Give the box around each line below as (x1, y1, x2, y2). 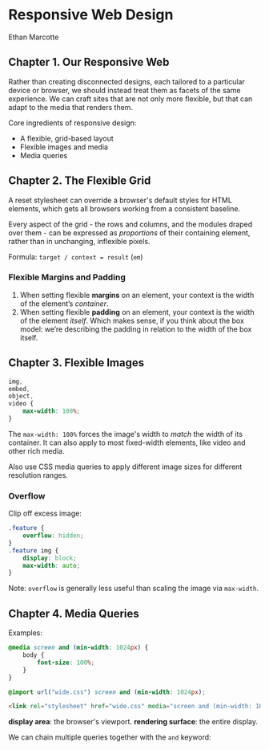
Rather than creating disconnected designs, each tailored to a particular (8, 76, 246, 86)
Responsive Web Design (8, 6, 174, 24)
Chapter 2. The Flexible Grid (8, 174, 151, 188)
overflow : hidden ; (22, 532, 84, 540)
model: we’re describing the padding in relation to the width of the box (19, 324, 252, 334)
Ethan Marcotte (8, 32, 59, 42)
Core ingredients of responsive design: (8, 118, 137, 128)
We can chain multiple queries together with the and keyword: (8, 732, 211, 742)
